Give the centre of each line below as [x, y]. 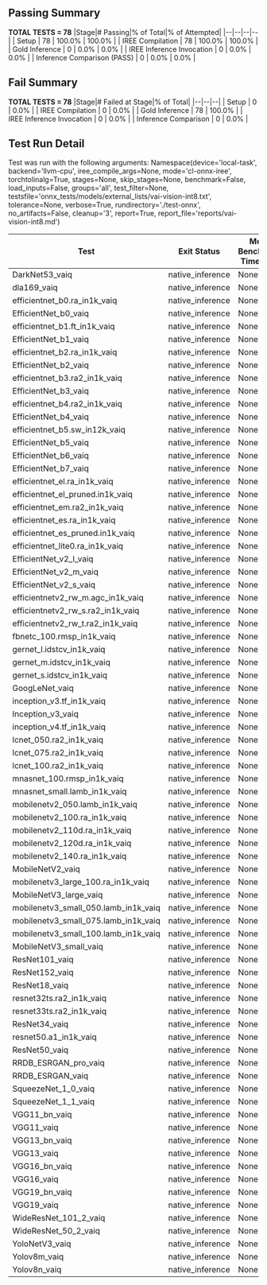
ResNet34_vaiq [41, 1024]
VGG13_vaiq [35, 1154]
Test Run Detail [46, 144]
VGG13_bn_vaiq [42, 1140]
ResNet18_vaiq [41, 985]
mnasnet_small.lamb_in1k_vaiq [70, 792]
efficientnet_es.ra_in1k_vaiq [64, 520]
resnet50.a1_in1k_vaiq [54, 1037]
